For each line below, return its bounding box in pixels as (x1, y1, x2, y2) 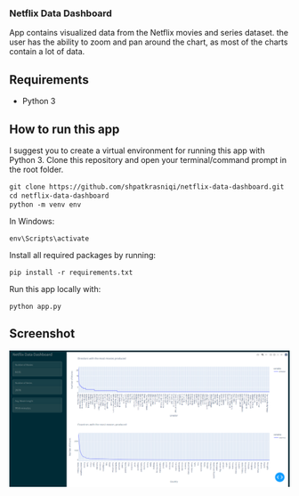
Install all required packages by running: (9, 249, 157, 260)
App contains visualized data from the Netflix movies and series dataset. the (9, 28, 289, 38)
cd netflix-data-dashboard (9, 191, 109, 200)
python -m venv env (9, 199, 82, 209)
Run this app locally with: (9, 283, 101, 294)
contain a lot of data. (9, 46, 85, 57)
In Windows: (9, 215, 55, 226)
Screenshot (9, 326, 76, 341)
